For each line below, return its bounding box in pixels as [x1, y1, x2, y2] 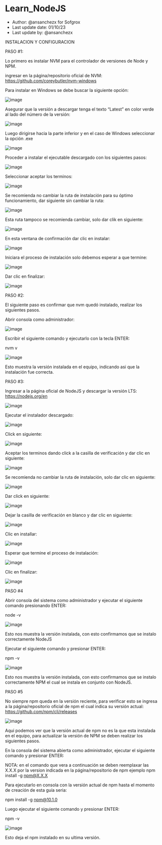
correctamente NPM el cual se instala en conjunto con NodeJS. [5, 679, 132, 685]
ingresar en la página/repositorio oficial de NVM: [5, 72, 103, 78]
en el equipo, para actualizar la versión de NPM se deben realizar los [5, 733, 143, 738]
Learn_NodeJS [5, 3, 66, 14]
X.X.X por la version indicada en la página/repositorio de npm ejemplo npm [5, 767, 156, 773]
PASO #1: [5, 48, 23, 54]
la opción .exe [5, 135, 33, 141]
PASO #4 [5, 588, 23, 594]
